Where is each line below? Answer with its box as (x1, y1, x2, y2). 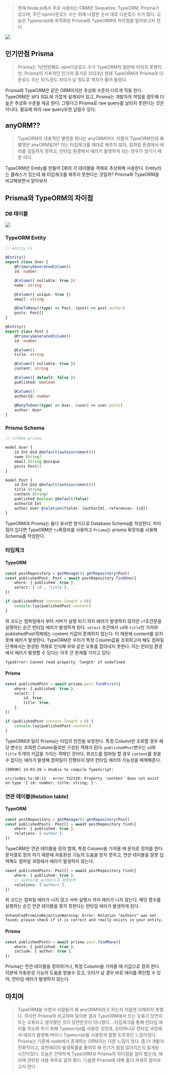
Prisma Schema (5, 425, 44, 432)
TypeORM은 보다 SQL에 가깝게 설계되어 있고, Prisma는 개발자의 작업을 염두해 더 (5, 94, 164, 100)
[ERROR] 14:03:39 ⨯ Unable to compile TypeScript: (5, 767, 114, 772)
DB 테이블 (5, 210, 28, 217)
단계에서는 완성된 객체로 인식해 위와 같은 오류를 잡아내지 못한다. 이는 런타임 (5, 643, 153, 649)
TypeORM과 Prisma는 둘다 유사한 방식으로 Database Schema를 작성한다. (5, 520, 152, 526)
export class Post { (5, 329, 49, 334)
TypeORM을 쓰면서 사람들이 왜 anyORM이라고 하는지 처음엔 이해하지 (17, 1007, 155, 1012)
